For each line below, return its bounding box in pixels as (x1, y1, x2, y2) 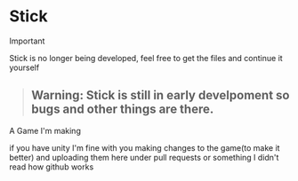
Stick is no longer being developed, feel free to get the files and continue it (9, 52, 283, 63)
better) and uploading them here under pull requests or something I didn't (9, 152, 279, 162)
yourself (9, 62, 40, 73)
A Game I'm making (9, 125, 82, 136)
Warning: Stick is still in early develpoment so (30, 88, 290, 103)
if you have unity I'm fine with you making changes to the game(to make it (9, 142, 280, 153)
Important (9, 35, 45, 46)
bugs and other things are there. (30, 102, 214, 117)
